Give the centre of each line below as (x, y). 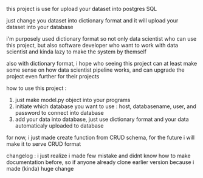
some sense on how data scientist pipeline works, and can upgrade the (95, 70)
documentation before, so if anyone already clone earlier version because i (100, 162)
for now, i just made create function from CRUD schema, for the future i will (101, 137)
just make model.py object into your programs (73, 100)
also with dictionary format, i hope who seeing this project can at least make (102, 63)
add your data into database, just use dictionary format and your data (102, 119)
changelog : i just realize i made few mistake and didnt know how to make (98, 156)
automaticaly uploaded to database (59, 126)
